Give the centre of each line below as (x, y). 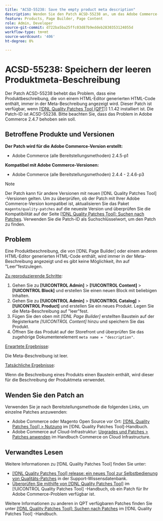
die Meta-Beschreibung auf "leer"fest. (50, 311)
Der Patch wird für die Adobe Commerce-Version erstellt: (64, 146)
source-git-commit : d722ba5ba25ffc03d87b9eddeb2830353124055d (69, 28)
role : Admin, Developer (29, 23)
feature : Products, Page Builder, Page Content (54, 18)
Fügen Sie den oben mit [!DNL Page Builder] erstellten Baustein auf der (83, 316)
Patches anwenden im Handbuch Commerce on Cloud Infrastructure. (81, 437)
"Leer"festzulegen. (24, 267)
